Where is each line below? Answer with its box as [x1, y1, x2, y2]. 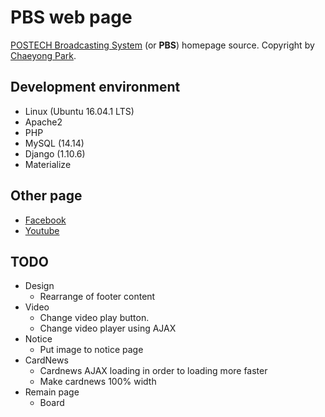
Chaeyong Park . [10, 49, 77, 61]
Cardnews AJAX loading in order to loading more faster [39, 365, 268, 377]
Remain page [24, 386, 80, 398]
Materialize [24, 158, 72, 170]
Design [24, 280, 55, 292]
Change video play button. [39, 312, 150, 324]
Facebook [24, 214, 67, 226]
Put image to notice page [39, 344, 144, 356]
